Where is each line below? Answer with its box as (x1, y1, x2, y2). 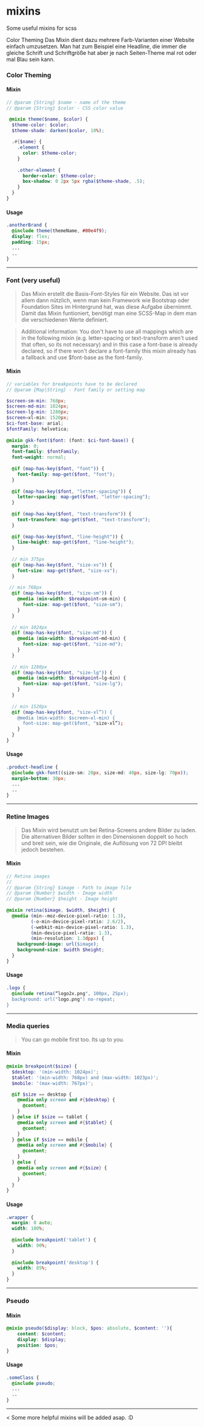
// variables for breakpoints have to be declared (6, 381, 137, 387)
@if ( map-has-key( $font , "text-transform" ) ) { (12, 511, 132, 517)
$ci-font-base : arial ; (6, 420, 64, 427)
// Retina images (6, 873, 50, 879)
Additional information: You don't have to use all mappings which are (21, 328, 193, 335)
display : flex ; (12, 233, 50, 239)
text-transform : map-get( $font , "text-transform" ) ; (17, 516, 151, 523)
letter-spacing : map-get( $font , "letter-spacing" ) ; (17, 494, 151, 500)
